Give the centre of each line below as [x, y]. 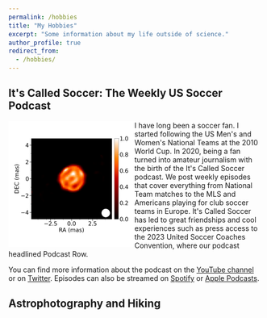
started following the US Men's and [193, 134]
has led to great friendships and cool [195, 220]
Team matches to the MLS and [185, 194]
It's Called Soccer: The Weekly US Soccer [116, 93]
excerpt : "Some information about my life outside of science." [119, 34]
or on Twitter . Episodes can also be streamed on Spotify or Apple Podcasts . [134, 278]
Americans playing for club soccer [191, 203]
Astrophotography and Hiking [85, 304]
